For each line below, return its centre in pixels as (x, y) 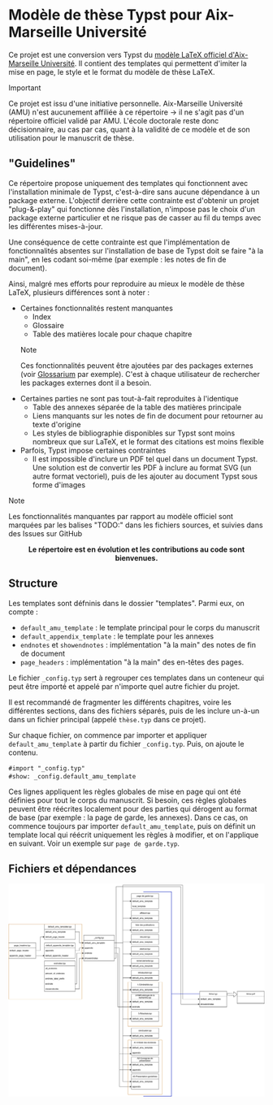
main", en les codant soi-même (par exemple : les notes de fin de (117, 259)
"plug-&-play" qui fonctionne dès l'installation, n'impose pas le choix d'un (132, 209)
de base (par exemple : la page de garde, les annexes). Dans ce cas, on (128, 817)
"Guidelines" (42, 164)
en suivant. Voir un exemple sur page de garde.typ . (94, 843)
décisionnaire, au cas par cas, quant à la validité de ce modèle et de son (129, 129)
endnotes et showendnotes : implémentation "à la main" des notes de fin (138, 644)
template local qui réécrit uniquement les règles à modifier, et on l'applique (134, 834)
